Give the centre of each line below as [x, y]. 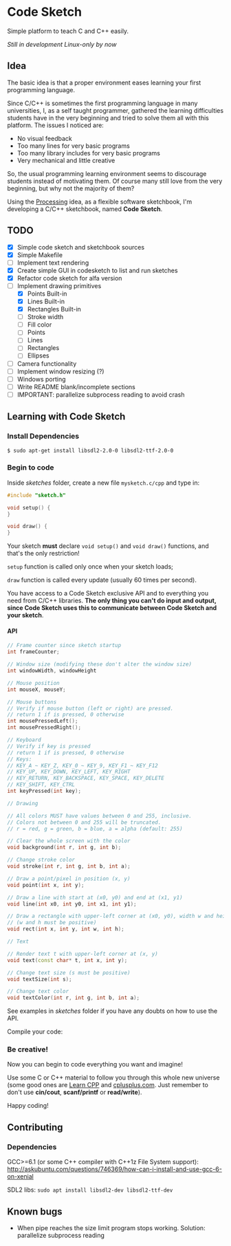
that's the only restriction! [44, 554]
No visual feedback [44, 138]
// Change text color [38, 992]
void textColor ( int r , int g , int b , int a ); [74, 998]
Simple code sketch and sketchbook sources [81, 247]
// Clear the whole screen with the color [69, 841]
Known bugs [35, 1211]
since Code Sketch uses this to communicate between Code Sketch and [112, 608]
